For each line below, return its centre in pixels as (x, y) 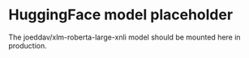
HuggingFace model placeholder (121, 15)
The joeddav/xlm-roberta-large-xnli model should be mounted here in (124, 37)
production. (28, 45)
